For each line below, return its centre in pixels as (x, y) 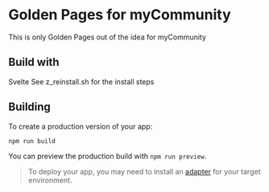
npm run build (32, 141)
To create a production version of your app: (81, 126)
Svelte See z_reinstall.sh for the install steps (81, 81)
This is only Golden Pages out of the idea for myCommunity (108, 37)
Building (29, 107)
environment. (50, 180)
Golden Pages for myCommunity (120, 15)
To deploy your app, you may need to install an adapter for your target (144, 172)
